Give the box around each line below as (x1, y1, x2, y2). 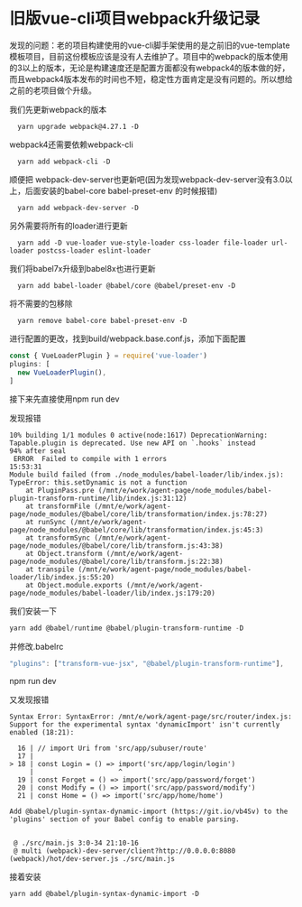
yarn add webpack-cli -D (17, 157, 111, 166)
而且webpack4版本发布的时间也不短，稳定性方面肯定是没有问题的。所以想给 (9, 73, 293, 84)
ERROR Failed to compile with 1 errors (13, 455, 168, 464)
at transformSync (25, 533, 91, 542)
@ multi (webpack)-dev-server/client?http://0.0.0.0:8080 (13, 847, 236, 856)
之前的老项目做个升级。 (9, 85, 96, 96)
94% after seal (9, 447, 67, 456)
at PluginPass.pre (25, 486, 95, 495)
